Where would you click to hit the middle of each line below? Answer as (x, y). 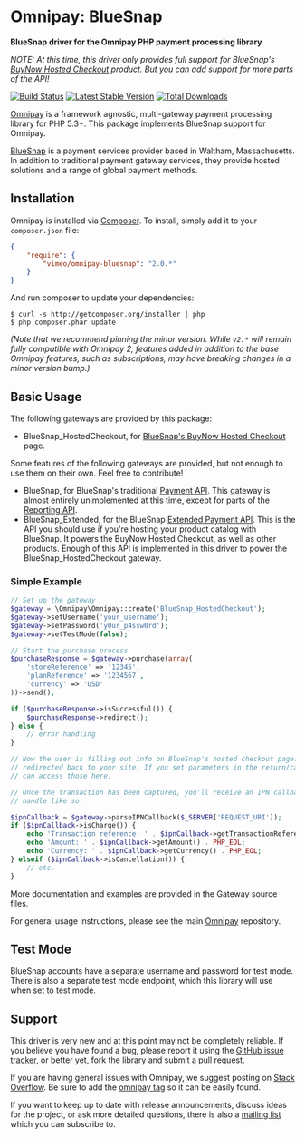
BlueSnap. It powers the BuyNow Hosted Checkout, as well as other (150, 538)
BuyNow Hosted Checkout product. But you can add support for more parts (152, 69)
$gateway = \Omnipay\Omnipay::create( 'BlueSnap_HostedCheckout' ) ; (138, 609)
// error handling (61, 734)
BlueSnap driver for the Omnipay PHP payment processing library (136, 42)
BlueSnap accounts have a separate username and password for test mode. (152, 971)
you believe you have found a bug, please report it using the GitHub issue (147, 1051)
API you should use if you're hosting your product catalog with (140, 529)
